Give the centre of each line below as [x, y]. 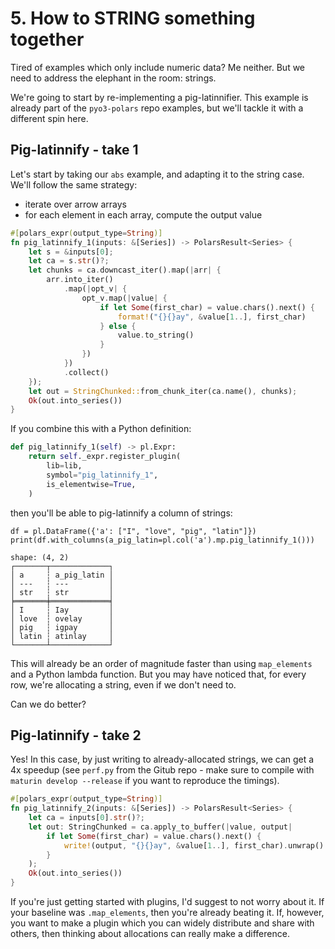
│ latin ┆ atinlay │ [62, 636]
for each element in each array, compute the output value [143, 214]
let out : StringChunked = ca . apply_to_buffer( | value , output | [160, 827]
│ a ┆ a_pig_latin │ [62, 575]
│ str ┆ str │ [62, 592]
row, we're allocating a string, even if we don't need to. [123, 684]
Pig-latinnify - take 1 [74, 150]
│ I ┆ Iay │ [62, 610]
